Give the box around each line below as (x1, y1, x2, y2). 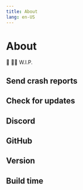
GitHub (6, 136, 33, 146)
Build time (6, 176, 44, 186)
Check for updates (6, 96, 75, 106)
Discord (6, 116, 36, 126)
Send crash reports (6, 76, 78, 86)
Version (6, 156, 35, 166)
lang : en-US (6, 14, 35, 20)
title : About (6, 8, 38, 15)
